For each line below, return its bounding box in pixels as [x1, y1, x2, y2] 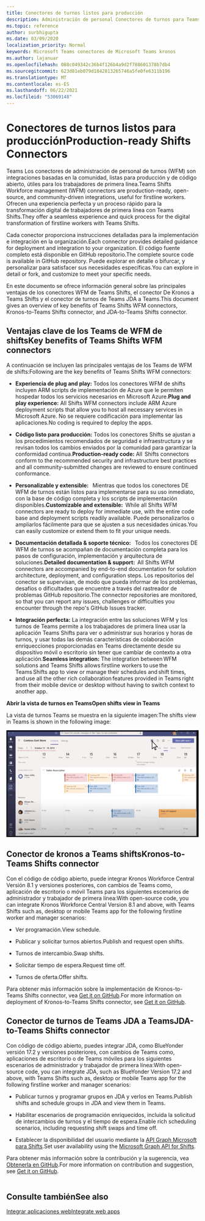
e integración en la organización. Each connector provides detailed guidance [6, 238, 198, 245]
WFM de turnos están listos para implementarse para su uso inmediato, [15, 488, 195, 496]
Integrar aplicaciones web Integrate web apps [6, 1208, 120, 1215]
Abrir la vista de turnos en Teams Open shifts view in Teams [6, 699, 160, 707]
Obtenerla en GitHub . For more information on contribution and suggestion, [6, 1161, 194, 1168]
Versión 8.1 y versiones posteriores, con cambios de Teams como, [6, 881, 173, 888]
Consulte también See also [6, 1192, 109, 1202]
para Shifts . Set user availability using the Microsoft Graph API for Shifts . [15, 1143, 196, 1150]
